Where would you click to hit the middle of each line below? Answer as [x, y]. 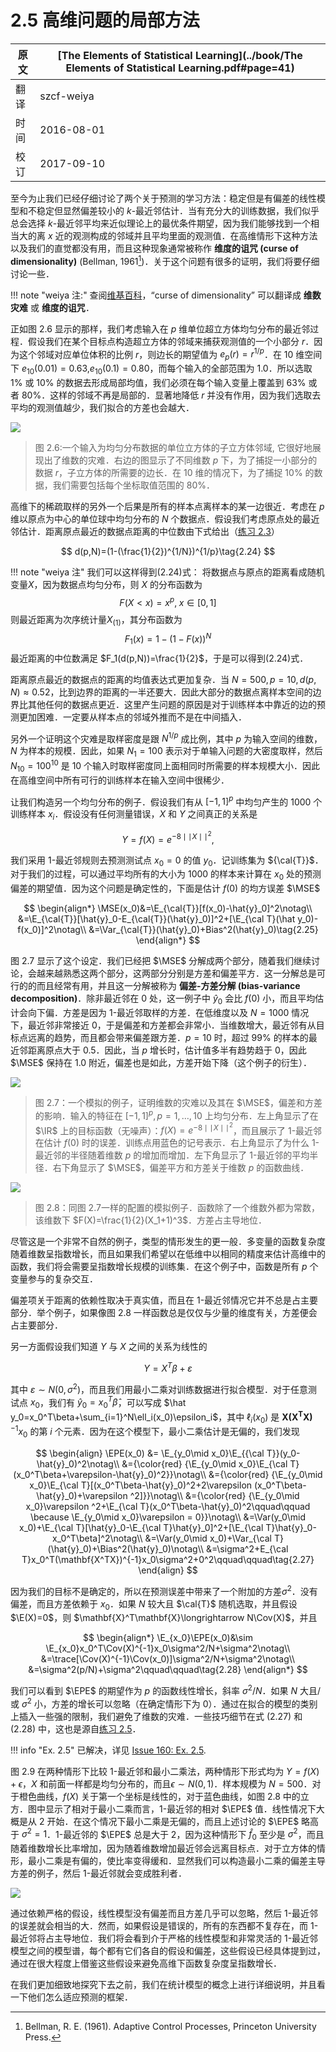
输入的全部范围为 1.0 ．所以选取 [248, 368]
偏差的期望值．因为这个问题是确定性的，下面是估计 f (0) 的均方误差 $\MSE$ [165, 888]
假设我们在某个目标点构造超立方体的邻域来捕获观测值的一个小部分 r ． [171, 341]
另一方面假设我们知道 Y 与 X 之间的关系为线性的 [109, 1347]
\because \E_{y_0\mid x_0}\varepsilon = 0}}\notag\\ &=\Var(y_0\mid [168, 1517]
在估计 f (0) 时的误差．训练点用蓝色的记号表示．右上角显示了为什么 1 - [177, 1143]
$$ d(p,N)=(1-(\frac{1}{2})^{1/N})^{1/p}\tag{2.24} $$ [168, 551]
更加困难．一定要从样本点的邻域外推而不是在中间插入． [132, 717]
